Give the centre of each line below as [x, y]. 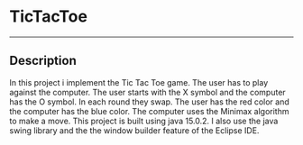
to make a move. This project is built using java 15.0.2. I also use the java [144, 121]
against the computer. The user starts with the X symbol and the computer [147, 92]
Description [43, 61]
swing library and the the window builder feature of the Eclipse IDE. [134, 130]
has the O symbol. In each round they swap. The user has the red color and [150, 102]
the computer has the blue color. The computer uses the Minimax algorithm [149, 111]
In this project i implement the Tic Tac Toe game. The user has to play [139, 82]
